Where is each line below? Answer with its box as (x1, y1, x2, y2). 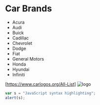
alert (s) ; (5, 95, 26, 100)
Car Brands (5, 3, 52, 14)
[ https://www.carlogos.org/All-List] (5, 81, 76, 87)
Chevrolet (12, 40, 33, 46)
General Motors (12, 56, 44, 62)
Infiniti (12, 71, 26, 77)
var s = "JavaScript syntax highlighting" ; (5, 91, 96, 96)
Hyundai (12, 66, 30, 72)
